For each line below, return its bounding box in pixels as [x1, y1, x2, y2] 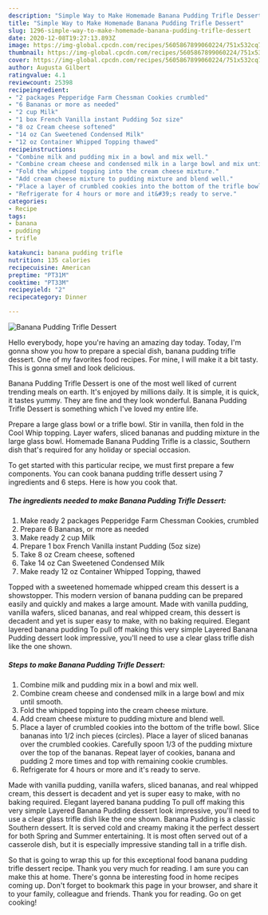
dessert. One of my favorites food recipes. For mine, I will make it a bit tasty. [8, 355, 258, 364]
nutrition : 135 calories [8, 256, 91, 264]
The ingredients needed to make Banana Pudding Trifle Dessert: [8, 496, 227, 505]
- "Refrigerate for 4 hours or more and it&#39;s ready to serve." [8, 189, 238, 198]
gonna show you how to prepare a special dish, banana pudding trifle [8, 347, 236, 355]
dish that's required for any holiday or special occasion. [8, 445, 191, 454]
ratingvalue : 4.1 [8, 71, 66, 79]
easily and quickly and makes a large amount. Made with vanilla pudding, [8, 599, 249, 608]
